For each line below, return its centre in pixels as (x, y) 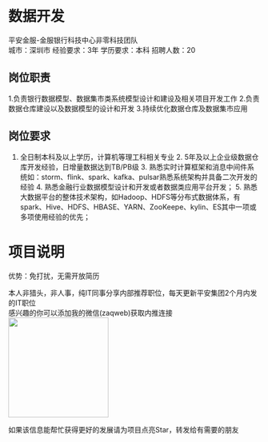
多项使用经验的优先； (55, 217)
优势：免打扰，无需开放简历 (54, 276)
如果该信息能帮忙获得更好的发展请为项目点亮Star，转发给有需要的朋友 (124, 429)
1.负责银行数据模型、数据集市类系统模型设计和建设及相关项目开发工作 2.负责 (134, 98)
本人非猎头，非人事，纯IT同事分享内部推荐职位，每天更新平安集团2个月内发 (133, 293)
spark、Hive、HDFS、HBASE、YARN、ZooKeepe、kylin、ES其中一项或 (138, 207)
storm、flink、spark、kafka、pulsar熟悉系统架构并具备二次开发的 (149, 177)
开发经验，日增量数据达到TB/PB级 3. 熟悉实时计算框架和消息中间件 (137, 167)
